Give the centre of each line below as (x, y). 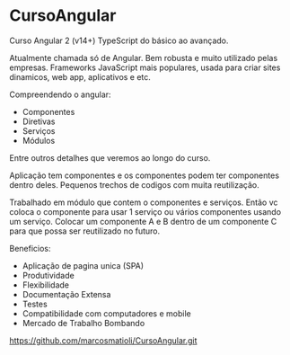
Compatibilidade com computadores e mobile (106, 313)
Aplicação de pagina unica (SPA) (83, 265)
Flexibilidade (46, 285)
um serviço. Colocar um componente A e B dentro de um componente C (143, 221)
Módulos (39, 140)
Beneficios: (30, 248)
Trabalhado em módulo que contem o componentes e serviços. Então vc (144, 202)
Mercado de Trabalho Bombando (83, 323)
